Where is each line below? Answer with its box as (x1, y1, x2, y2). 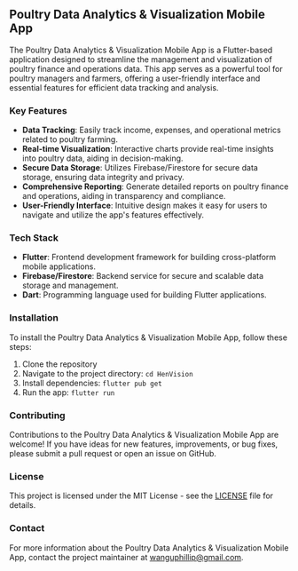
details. (9, 500, 36, 511)
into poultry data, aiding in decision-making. (21, 153, 184, 163)
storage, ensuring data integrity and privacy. (21, 172, 184, 183)
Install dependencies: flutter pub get (21, 377, 162, 388)
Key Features (9, 104, 68, 116)
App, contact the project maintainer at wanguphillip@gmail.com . (9, 551, 244, 562)
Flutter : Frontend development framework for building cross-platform (21, 252, 277, 263)
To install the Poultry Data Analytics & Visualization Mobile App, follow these (9, 332, 288, 343)
